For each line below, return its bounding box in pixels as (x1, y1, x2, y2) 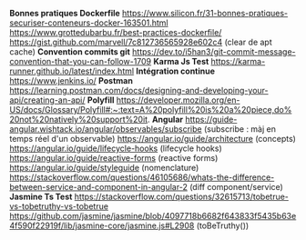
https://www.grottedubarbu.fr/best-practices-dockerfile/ (9, 27, 222, 37)
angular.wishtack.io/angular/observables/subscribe (9, 124, 202, 135)
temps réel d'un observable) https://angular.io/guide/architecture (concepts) (9, 134, 296, 144)
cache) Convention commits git (9, 46, 130, 57)
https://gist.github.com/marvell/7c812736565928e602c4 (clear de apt (9, 36, 273, 47)
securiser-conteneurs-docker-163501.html (9, 17, 168, 28)
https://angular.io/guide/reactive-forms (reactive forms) (9, 153, 219, 163)
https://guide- (185, 114, 238, 125)
